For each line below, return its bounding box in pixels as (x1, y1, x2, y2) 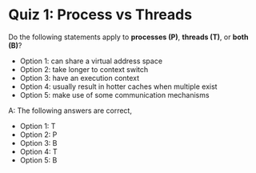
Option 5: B (19, 155, 58, 165)
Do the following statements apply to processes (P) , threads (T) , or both (8, 32, 249, 42)
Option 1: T (19, 121, 56, 131)
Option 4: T (19, 147, 58, 156)
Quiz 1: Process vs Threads (8, 6, 193, 24)
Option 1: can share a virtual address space (19, 56, 162, 66)
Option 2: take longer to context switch (19, 64, 149, 74)
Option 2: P (19, 130, 58, 139)
